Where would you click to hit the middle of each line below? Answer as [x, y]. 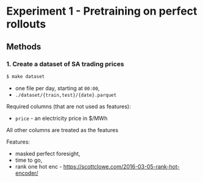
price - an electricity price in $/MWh [61, 118]
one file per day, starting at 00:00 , [57, 88]
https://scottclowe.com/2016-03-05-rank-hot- [121, 166]
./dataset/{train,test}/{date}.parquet [66, 95]
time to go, [29, 160]
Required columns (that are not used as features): [69, 106]
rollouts [26, 24]
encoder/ [27, 173]
